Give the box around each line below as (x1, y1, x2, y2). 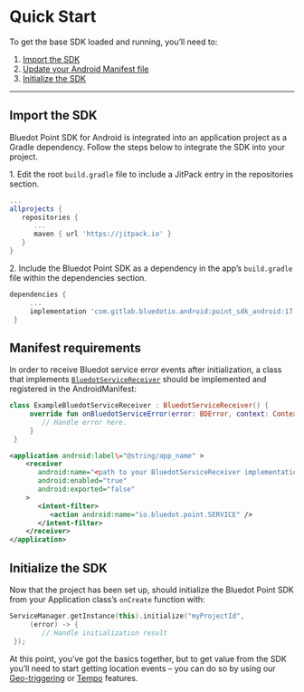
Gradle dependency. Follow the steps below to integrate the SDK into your (9, 141, 285, 152)
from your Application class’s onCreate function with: (9, 594, 205, 604)
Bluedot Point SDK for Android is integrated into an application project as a (9, 131, 288, 142)
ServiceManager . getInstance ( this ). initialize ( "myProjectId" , (9, 611, 245, 620)
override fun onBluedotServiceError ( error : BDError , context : (29, 409, 270, 418)
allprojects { (9, 204, 63, 214)
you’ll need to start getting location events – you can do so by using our (9, 663, 276, 674)
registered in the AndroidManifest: (9, 383, 138, 395)
